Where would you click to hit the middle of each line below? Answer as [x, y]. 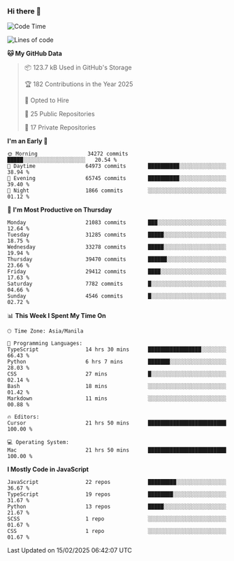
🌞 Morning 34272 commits [68, 154]
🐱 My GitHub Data [35, 54]
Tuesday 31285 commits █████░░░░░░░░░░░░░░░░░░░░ [117, 235]
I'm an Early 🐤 [28, 141]
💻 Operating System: [38, 443]
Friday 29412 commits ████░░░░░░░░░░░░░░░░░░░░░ [117, 272]
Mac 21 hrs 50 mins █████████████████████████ [117, 450]
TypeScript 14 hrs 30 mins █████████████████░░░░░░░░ [117, 349]
